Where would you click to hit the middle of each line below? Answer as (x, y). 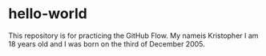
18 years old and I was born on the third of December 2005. (107, 43)
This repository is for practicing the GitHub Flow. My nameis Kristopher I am (133, 35)
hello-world (48, 14)
